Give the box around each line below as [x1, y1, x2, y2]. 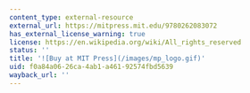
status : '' [9, 46, 50, 55]
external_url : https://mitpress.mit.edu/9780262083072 [9, 21, 218, 30]
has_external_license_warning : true [9, 29, 146, 38]
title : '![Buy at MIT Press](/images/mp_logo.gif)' [9, 54, 205, 63]
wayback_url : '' [9, 71, 70, 80]
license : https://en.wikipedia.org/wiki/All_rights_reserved [9, 37, 242, 47]
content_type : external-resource [9, 12, 134, 22]
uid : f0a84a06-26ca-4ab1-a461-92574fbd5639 [9, 63, 174, 72]
